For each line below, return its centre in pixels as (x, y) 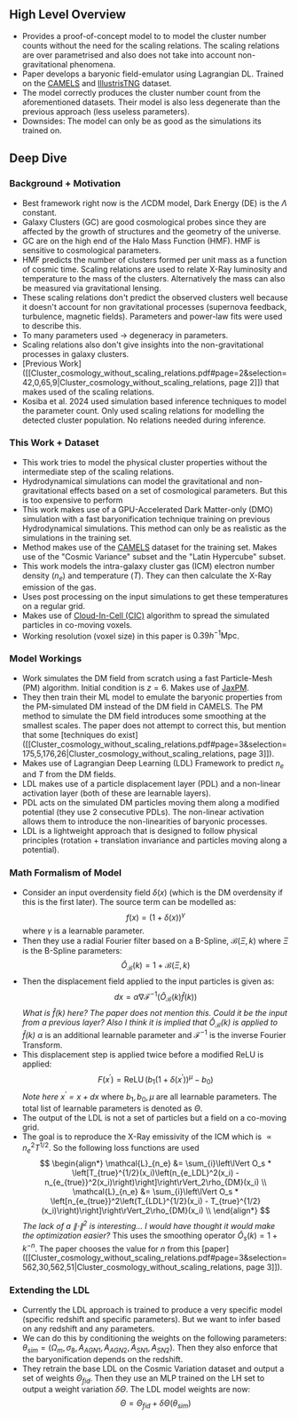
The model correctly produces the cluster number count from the (141, 92)
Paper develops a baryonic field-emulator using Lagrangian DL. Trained (153, 74)
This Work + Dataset (54, 443)
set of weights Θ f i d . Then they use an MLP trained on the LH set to (143, 1379)
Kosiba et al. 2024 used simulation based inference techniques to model (154, 401)
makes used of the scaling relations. (88, 392)
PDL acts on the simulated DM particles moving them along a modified (150, 803)
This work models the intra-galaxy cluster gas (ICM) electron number (148, 566)
